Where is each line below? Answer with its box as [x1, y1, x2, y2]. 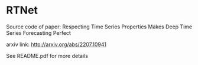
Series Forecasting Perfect [6, 29, 71, 36]
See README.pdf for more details [6, 52, 89, 59]
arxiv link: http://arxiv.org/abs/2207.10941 [6, 41, 106, 48]
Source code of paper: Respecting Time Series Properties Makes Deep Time [6, 23, 193, 30]
